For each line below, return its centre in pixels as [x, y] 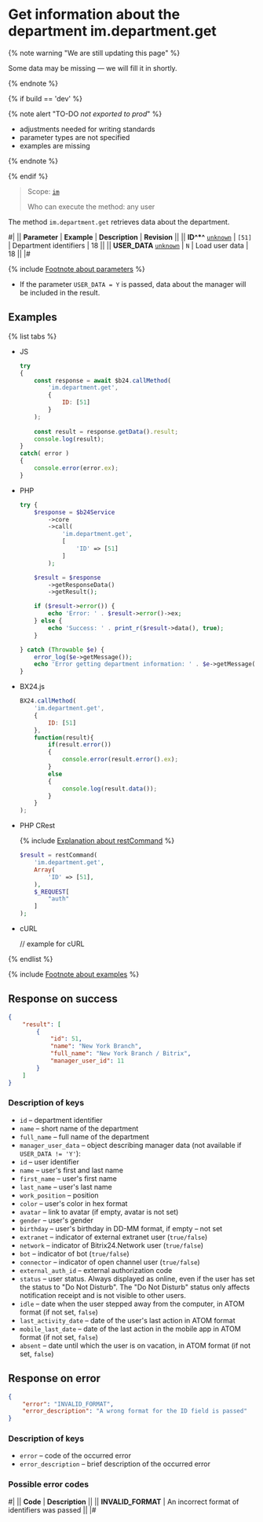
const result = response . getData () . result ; [106, 431]
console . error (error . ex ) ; [77, 468]
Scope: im [44, 191]
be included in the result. [60, 292]
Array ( [45, 870]
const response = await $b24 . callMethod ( [102, 380]
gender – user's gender [57, 1220]
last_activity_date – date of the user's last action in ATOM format [127, 1320]
